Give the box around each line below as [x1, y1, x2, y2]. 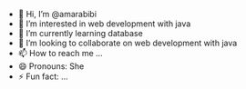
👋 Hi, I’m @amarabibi [17, 9, 97, 19]
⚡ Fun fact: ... [17, 71, 68, 82]
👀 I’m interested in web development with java [17, 18, 191, 29]
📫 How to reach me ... [17, 48, 103, 58]
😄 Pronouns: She [17, 61, 85, 72]
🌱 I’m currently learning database [17, 28, 143, 38]
